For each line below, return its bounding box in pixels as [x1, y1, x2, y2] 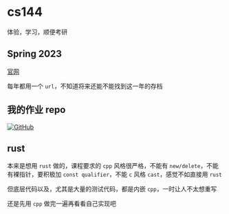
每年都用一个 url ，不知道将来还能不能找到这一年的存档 [7, 82, 163, 90]
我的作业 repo [7, 104, 66, 116]
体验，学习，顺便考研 [7, 28, 67, 36]
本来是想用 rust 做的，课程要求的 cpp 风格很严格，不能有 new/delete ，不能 [7, 162, 219, 170]
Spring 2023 [7, 48, 62, 60]
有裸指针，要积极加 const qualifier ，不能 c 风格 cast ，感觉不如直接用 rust [7, 170, 222, 179]
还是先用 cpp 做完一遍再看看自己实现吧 [7, 200, 117, 208]
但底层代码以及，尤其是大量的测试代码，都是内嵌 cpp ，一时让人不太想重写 [7, 185, 217, 193]
